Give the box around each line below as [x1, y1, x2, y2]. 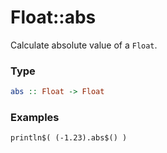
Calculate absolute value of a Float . [10, 39, 158, 51]
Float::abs [10, 6, 97, 29]
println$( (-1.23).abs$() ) [10, 133, 128, 143]
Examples [10, 111, 60, 125]
